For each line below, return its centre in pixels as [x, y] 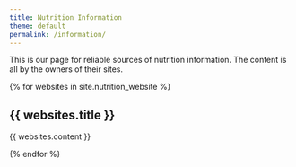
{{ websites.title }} [62, 114]
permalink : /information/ [57, 34]
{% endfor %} [35, 154]
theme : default [38, 26]
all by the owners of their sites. [66, 69]
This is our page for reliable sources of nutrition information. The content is [148, 60]
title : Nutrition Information [66, 18]
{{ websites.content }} [50, 136]
